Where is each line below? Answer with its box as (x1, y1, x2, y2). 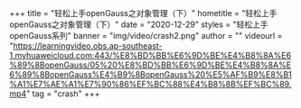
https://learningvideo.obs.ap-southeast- (13, 40, 163, 51)
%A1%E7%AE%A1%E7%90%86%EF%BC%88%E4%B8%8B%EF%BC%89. (9, 79, 292, 89)
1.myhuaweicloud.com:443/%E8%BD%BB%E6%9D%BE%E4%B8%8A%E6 (9, 50, 292, 60)
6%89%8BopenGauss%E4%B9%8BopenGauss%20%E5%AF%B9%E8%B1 (9, 69, 292, 79)
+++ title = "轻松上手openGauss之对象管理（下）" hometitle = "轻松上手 (9, 8, 277, 18)
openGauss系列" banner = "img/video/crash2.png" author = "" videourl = (9, 31, 283, 40)
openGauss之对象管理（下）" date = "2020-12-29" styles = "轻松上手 (9, 19, 268, 30)
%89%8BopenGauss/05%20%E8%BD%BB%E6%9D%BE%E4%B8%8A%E (9, 59, 292, 70)
